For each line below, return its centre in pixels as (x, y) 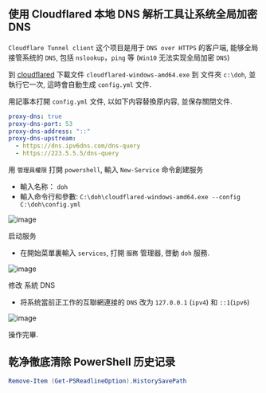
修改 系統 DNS (32, 285)
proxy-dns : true (35, 116)
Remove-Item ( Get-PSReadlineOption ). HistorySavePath (98, 381)
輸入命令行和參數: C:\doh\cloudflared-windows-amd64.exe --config (130, 197)
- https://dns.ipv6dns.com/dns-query (78, 146)
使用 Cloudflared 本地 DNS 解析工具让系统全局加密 (133, 14)
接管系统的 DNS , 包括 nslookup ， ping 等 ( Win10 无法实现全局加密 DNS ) (119, 57)
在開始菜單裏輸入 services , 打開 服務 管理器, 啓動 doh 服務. (115, 253)
